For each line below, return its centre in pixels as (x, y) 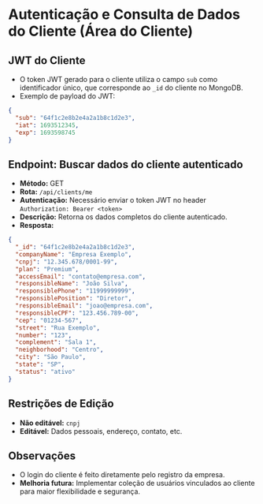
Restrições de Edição (61, 404)
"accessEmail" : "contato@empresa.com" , (81, 276)
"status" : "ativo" (46, 371)
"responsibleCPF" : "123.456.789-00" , (77, 313)
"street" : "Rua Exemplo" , (58, 328)
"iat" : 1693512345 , (47, 125)
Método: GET (42, 184)
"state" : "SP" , (40, 364)
